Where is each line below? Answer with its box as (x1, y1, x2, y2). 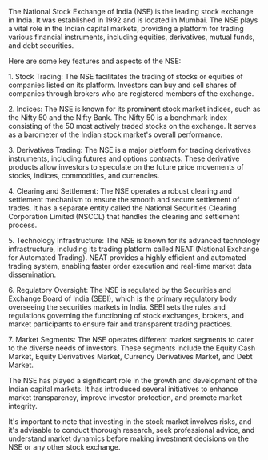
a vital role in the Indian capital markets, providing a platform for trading (8, 24, 244, 33)
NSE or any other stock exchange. (8, 442, 122, 451)
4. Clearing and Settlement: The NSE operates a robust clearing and (8, 186, 232, 195)
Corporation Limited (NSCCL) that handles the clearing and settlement (8, 212, 240, 221)
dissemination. (8, 270, 57, 279)
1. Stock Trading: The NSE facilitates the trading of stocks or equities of (8, 72, 244, 81)
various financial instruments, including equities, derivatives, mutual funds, (8, 32, 255, 42)
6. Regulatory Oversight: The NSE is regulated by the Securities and (8, 286, 232, 294)
